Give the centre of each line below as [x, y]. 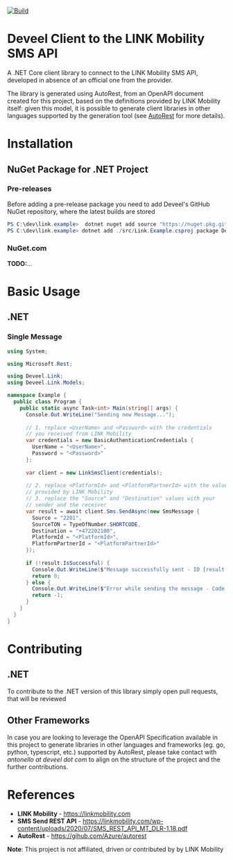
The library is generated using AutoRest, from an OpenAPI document [105, 93]
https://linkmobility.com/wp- [123, 821]
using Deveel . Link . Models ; [46, 383]
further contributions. [38, 766]
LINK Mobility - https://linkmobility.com [74, 814]
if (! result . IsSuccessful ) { [68, 563]
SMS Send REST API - [49, 821]
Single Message [35, 337]
